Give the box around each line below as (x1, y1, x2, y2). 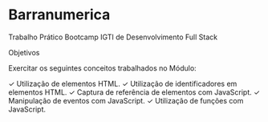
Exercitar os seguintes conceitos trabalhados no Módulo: (8, 63, 197, 73)
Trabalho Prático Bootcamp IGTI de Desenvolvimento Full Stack (8, 32, 218, 42)
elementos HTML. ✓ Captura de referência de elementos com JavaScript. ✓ (8, 87, 261, 97)
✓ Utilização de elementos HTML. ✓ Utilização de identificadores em (8, 79, 238, 88)
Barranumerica (8, 6, 111, 24)
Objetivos (8, 47, 40, 57)
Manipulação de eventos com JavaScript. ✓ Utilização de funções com (8, 96, 244, 105)
